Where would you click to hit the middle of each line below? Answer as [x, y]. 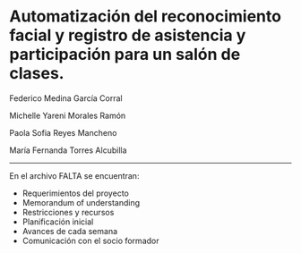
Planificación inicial [58, 222]
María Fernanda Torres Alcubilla [68, 150]
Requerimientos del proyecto [76, 193]
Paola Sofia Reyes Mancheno [63, 132]
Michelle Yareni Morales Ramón [68, 115]
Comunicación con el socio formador [90, 240]
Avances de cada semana [70, 231]
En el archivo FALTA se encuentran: [74, 175]
